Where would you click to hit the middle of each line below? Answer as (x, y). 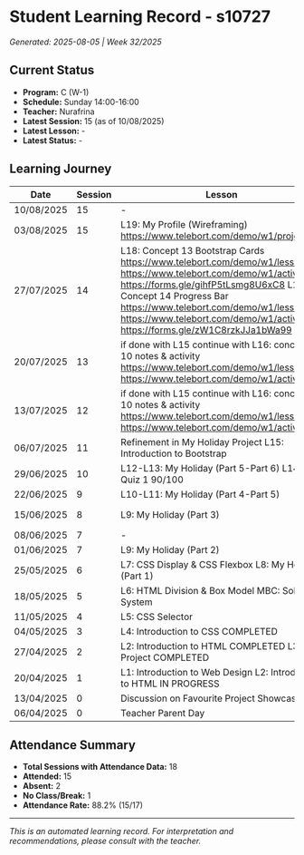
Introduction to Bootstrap (174, 453)
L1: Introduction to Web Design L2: (195, 672)
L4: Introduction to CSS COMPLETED (199, 631)
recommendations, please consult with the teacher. (105, 841)
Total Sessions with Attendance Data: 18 (100, 767)
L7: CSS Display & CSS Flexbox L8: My (203, 564)
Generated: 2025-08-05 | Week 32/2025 (86, 42)
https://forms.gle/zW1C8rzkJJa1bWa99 (206, 330)
